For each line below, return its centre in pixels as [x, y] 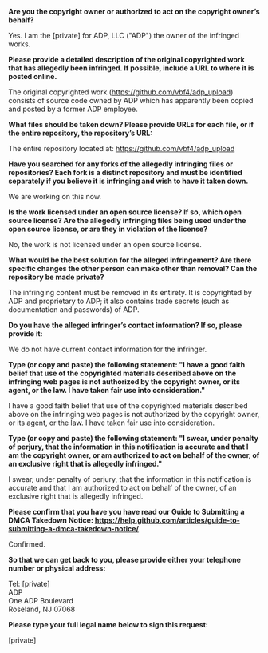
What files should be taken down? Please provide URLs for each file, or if [131, 124]
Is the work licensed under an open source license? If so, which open [125, 212]
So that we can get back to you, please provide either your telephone [125, 560]
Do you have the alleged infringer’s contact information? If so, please [125, 325]
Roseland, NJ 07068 [42, 609]
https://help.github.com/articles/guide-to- [167, 520]
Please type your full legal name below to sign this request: [108, 625]
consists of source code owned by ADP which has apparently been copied [131, 100]
